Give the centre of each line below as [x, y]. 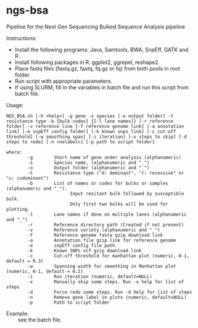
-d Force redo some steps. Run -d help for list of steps [110, 292]
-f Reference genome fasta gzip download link [95, 235]
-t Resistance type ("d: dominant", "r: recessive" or [106, 173]
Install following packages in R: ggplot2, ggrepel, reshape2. [87, 62]
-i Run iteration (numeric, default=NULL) [90, 276]
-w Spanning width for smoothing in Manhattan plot [102, 266]
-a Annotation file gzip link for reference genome [102, 240]
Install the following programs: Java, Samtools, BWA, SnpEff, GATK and [101, 49]
